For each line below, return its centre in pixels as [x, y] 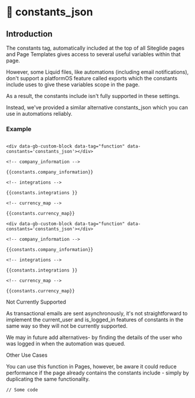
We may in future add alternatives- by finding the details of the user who [94, 337]
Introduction [29, 34]
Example [19, 129]
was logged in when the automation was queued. [66, 344]
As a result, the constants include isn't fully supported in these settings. [93, 96]
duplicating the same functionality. [48, 379]
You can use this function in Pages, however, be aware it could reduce [91, 367]
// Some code [22, 390]
